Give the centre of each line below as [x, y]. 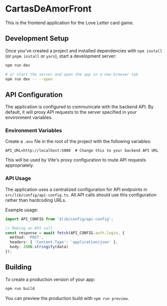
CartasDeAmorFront [49, 9]
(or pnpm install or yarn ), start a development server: [61, 56]
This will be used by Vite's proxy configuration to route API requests [76, 160]
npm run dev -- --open [29, 79]
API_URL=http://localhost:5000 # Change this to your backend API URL [82, 151]
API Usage [18, 178]
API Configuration [34, 94]
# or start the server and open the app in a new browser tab [72, 74]
